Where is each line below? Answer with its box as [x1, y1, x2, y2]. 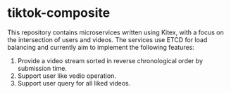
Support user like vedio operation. [17, 72, 116, 80]
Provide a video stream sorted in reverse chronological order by [17, 56, 203, 65]
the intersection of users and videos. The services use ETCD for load [7, 35, 208, 43]
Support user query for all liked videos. [17, 79, 131, 87]
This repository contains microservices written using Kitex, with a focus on [7, 28, 224, 36]
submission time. [17, 64, 67, 72]
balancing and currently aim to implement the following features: [7, 43, 195, 51]
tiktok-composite [7, 5, 111, 21]
